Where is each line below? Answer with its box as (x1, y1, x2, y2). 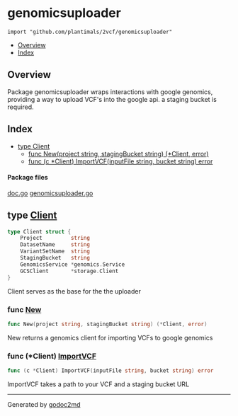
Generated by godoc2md (7, 400, 81, 408)
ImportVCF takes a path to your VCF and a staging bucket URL (7, 380, 190, 388)
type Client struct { (7, 228, 72, 235)
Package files (7, 173, 48, 182)
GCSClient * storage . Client (20, 267, 119, 275)
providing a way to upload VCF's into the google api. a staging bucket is (7, 95, 217, 103)
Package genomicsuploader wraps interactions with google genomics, (7, 87, 213, 96)
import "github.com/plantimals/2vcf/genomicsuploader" (7, 28, 173, 35)
